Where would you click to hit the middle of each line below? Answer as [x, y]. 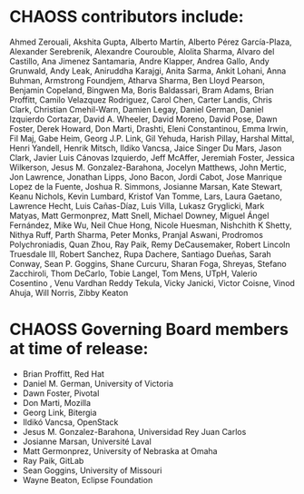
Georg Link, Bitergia [59, 412]
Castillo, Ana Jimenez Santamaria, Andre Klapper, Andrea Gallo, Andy [139, 61]
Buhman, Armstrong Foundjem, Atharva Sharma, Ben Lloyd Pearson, [137, 80]
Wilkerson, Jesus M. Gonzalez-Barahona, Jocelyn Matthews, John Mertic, [148, 167]
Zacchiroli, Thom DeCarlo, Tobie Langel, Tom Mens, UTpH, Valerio [133, 273]
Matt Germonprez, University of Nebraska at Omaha [120, 450]
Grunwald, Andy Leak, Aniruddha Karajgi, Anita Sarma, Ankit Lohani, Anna [148, 71]
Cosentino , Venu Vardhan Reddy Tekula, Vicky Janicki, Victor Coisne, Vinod [152, 282]
